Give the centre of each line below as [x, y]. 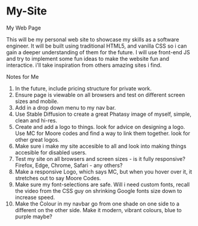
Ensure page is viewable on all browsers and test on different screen [100, 95]
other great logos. [37, 139]
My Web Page [23, 28]
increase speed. [35, 197]
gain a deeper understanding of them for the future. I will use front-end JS [98, 52]
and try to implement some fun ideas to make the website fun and [88, 58]
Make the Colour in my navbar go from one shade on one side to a [97, 204]
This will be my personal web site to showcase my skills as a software [93, 39]
